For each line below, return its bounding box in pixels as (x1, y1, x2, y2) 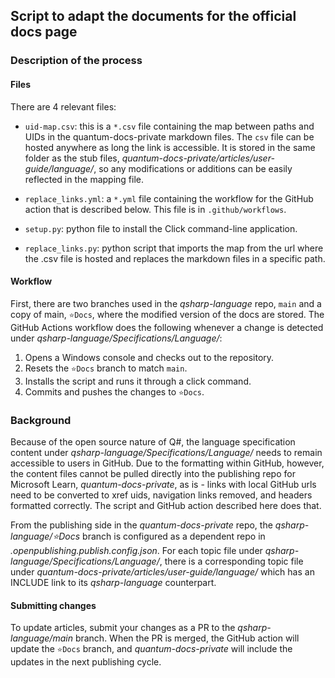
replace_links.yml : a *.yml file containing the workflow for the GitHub (24, 192, 314, 204)
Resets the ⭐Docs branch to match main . (24, 362, 188, 374)
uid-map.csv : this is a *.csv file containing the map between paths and (24, 120, 315, 132)
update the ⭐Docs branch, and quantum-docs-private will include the (10, 643, 293, 655)
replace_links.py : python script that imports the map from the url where (24, 242, 324, 254)
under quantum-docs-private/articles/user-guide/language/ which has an (10, 566, 315, 578)
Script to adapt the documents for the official (10, 8, 297, 25)
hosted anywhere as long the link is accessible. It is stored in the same (24, 141, 316, 153)
